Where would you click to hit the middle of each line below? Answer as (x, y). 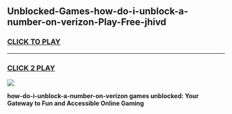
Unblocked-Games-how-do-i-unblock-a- (98, 11)
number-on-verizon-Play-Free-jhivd (87, 22)
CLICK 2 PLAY (31, 68)
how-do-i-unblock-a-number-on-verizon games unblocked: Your (103, 95)
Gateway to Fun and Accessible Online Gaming (76, 103)
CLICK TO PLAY (34, 42)
